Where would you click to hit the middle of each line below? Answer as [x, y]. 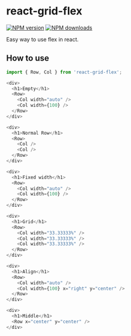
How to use [28, 58]
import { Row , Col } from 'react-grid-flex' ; [64, 72]
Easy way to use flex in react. [43, 39]
